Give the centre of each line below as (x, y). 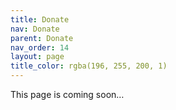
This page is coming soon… (67, 94)
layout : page (37, 57)
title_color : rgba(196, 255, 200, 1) (89, 66)
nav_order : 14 (40, 47)
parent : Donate (42, 38)
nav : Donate (35, 29)
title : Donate (40, 19)
